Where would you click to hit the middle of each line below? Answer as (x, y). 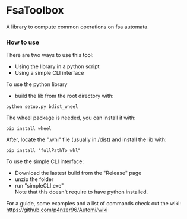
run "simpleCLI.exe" (39, 186)
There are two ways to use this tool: (50, 55)
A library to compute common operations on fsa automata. (78, 27)
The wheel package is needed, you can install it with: (71, 118)
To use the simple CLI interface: (45, 161)
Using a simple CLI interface (49, 73)
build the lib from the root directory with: (64, 96)
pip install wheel (29, 129)
